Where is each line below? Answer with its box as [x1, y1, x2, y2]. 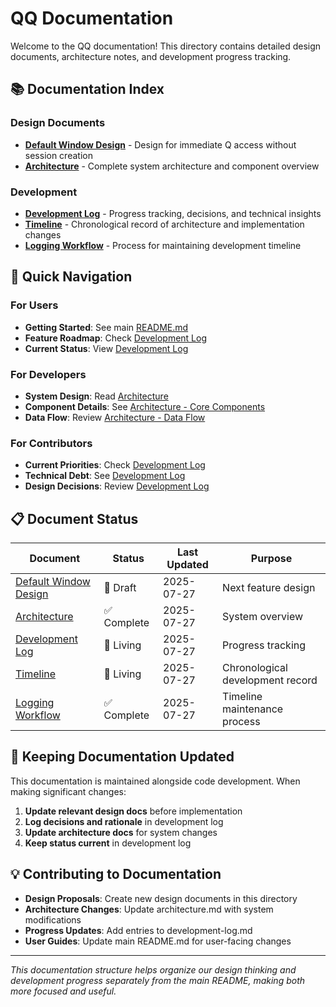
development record [222, 673, 318, 687]
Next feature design [222, 581, 316, 595]
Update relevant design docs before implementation [24, 805, 243, 817]
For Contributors [10, 436, 93, 450]
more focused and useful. [10, 985, 117, 997]
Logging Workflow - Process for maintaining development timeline [24, 239, 302, 251]
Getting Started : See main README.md [24, 321, 189, 333]
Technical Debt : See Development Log [24, 470, 186, 482]
